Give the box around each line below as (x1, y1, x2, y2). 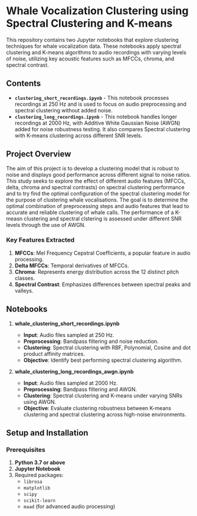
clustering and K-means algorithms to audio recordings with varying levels (6, 48, 187, 56)
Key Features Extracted (6, 236, 75, 244)
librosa (23, 479, 42, 485)
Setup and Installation (6, 428, 88, 438)
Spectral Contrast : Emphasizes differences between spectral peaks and (14, 281, 191, 288)
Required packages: (14, 472, 64, 479)
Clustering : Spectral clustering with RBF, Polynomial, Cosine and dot (23, 344, 191, 351)
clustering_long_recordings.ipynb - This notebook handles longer (14, 113, 178, 120)
